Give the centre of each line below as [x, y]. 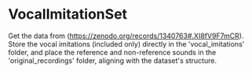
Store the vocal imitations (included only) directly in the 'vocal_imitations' [126, 43]
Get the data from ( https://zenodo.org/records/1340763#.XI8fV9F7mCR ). [126, 36]
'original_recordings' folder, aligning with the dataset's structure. [113, 61]
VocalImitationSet [68, 14]
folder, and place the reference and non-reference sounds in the [112, 52]
